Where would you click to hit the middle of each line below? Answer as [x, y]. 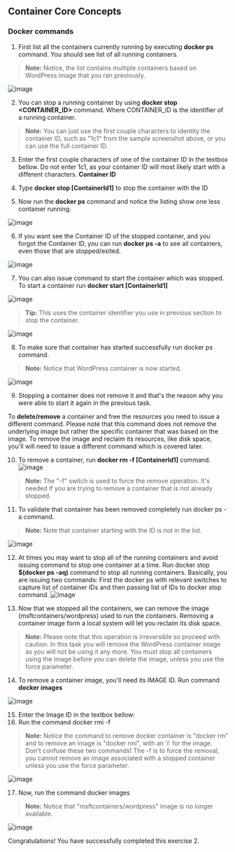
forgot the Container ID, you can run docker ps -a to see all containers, [120, 243]
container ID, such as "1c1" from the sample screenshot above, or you [125, 138]
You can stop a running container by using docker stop [98, 102]
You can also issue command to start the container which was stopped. [121, 278]
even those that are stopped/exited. [69, 251]
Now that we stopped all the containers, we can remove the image [113, 608]
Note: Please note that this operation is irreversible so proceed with [122, 636]
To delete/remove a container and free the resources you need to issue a [114, 416]
